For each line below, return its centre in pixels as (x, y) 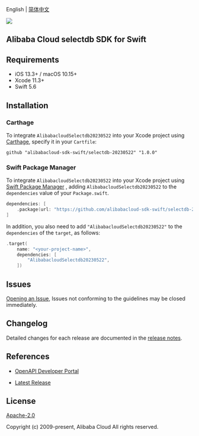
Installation (27, 106)
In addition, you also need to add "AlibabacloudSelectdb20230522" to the (94, 226)
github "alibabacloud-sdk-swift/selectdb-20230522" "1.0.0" (82, 152)
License (21, 401)
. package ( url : (34, 210)
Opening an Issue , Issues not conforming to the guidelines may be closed (96, 299)
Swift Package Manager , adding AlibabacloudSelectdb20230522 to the (92, 187)
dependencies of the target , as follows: (53, 233)
